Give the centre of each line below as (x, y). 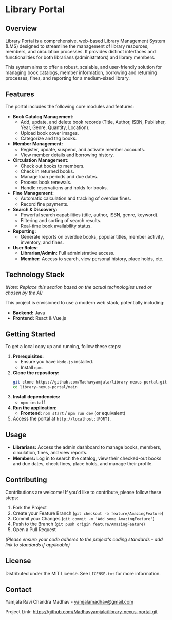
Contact (18, 590)
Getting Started (31, 334)
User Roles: (25, 247)
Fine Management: (33, 193)
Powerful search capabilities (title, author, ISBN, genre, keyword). (89, 215)
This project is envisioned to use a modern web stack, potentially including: (85, 302)
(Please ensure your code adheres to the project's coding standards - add (84, 539)
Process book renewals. (46, 182)
